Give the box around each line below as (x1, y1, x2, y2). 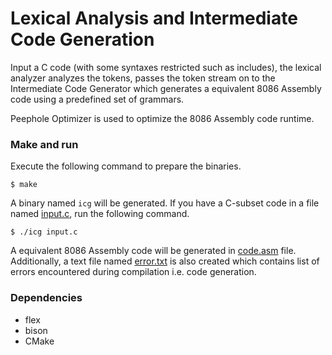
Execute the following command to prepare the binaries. (10, 160, 242, 172)
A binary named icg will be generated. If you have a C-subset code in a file (10, 197, 320, 209)
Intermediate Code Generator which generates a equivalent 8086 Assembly (10, 82, 322, 94)
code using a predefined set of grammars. (10, 93, 185, 105)
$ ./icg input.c (10, 227, 78, 237)
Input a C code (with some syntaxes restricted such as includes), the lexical (10, 61, 322, 73)
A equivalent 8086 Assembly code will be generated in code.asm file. (10, 245, 297, 257)
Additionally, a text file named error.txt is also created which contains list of (10, 255, 320, 267)
